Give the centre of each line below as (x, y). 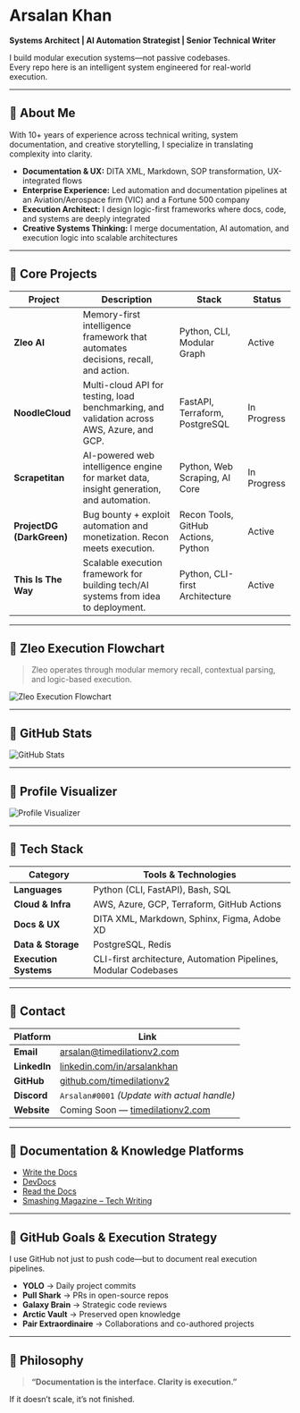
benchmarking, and (123, 407)
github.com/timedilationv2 (115, 1080)
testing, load (108, 396)
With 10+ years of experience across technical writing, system (124, 134)
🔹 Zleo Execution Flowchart (87, 648)
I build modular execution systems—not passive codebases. (120, 57)
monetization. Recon (126, 537)
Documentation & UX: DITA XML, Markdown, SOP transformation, (144, 171)
